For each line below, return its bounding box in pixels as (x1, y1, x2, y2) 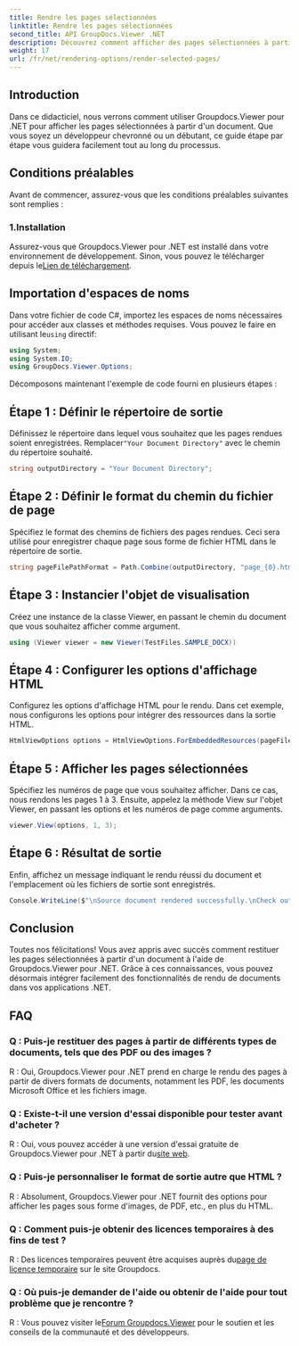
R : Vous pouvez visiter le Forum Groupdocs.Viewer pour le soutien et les (9, 1317, 275, 1328)
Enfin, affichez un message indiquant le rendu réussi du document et (9, 869, 263, 879)
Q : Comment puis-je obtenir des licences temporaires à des (9, 1223, 274, 1235)
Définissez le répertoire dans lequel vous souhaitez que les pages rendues (9, 428, 283, 439)
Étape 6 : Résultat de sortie (9, 846, 162, 861)
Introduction (9, 87, 80, 103)
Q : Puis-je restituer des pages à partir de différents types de (9, 1035, 278, 1047)
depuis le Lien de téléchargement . (9, 260, 132, 270)
